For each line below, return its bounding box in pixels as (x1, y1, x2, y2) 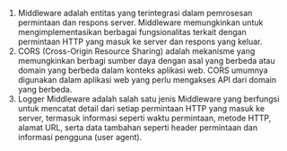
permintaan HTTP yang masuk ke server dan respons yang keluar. (17, 36, 263, 47)
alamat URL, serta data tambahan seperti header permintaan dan (17, 122, 258, 133)
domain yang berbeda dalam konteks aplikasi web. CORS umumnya (17, 65, 268, 75)
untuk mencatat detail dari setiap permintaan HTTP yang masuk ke (17, 103, 265, 113)
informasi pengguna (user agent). (17, 132, 143, 142)
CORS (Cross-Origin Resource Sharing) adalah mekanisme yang (17, 46, 256, 57)
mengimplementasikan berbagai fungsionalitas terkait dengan (17, 27, 247, 37)
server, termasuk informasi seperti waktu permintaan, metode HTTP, (17, 112, 272, 123)
